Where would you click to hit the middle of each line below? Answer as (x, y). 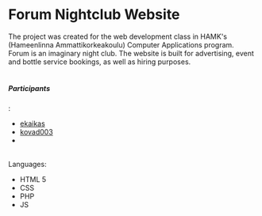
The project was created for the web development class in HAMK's (118, 36)
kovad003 (36, 131)
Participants (29, 88)
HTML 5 (33, 179)
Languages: (27, 164)
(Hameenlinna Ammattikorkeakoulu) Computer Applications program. (121, 44)
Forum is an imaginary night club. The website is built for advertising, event (131, 53)
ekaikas (32, 123)
